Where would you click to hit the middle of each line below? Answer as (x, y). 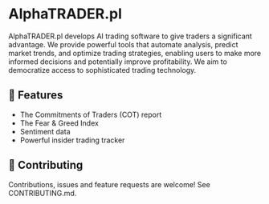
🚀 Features (36, 96)
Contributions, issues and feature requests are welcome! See (109, 184)
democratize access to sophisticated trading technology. (102, 70)
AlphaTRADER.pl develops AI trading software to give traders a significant (130, 36)
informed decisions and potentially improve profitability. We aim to (118, 62)
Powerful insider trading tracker (72, 140)
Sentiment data (45, 131)
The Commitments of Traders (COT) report (91, 114)
